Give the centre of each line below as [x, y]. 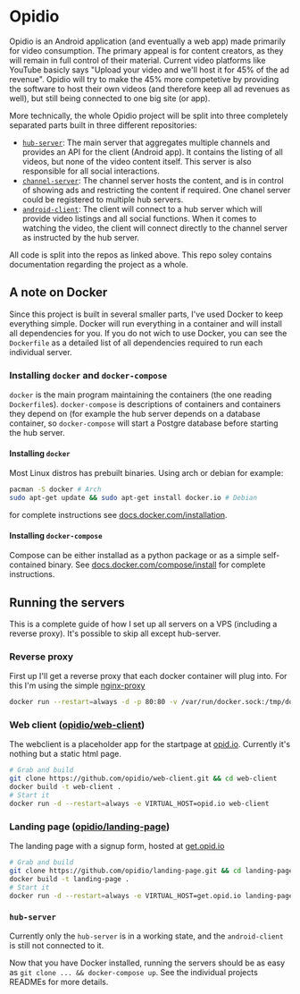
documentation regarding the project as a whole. [99, 264]
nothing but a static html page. [66, 754]
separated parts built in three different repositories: [103, 125]
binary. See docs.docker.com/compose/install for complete [157, 565]
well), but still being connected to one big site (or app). [110, 98]
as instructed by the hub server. [81, 237]
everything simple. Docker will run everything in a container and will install [146, 323]
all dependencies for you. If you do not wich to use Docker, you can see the [148, 333]
